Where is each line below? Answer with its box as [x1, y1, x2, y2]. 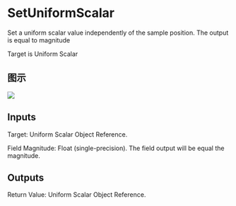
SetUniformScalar [7, 5, 115, 21]
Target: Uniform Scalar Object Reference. [7, 130, 128, 139]
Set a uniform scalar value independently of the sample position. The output [7, 28, 229, 37]
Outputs [7, 171, 45, 183]
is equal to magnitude [7, 35, 71, 44]
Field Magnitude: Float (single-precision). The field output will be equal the [7, 144, 225, 152]
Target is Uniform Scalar [7, 50, 78, 58]
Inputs [7, 111, 37, 123]
